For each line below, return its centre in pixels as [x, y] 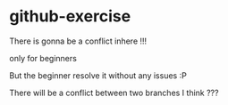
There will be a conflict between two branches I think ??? [114, 93]
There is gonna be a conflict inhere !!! [78, 41]
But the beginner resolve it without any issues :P [98, 75]
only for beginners [43, 58]
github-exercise [70, 16]
